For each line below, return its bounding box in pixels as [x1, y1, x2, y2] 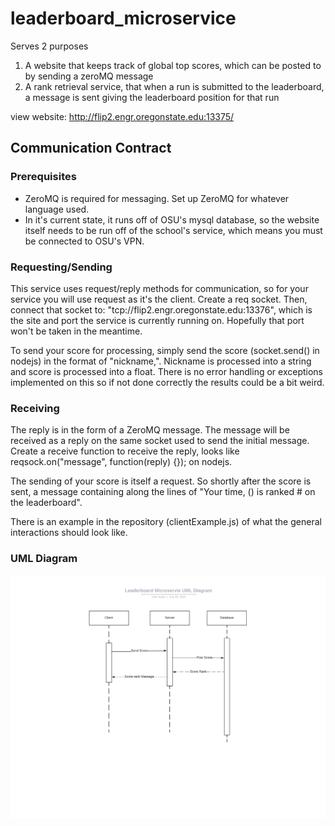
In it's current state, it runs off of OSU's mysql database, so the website [24, 213, 320, 226]
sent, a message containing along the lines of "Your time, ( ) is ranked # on [10, 486, 316, 498]
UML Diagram [10, 552, 78, 566]
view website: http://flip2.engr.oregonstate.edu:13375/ [10, 110, 235, 122]
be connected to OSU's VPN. [24, 235, 145, 247]
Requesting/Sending [10, 260, 113, 274]
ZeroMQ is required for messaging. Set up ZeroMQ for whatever [24, 192, 290, 204]
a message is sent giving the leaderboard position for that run [24, 91, 280, 103]
